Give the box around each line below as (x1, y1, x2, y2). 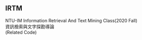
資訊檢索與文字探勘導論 (5, 23, 54, 29)
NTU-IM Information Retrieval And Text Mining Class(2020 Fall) (5, 17, 138, 23)
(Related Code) (5, 29, 37, 35)
